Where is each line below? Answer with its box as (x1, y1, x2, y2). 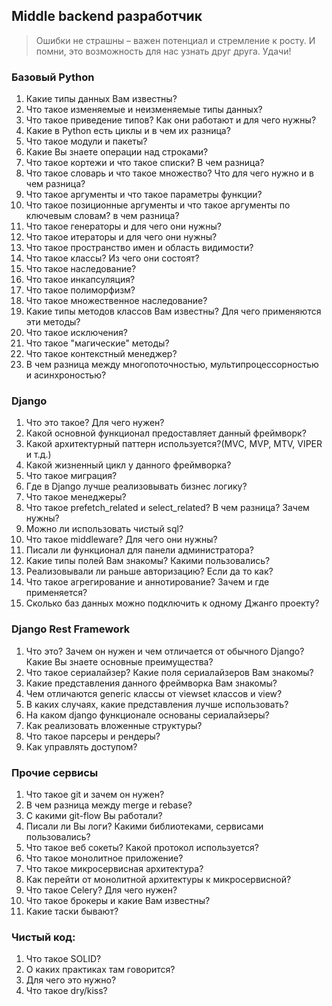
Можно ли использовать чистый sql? (25, 523, 184, 535)
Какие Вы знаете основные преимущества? (25, 655, 214, 668)
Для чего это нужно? (25, 974, 117, 986)
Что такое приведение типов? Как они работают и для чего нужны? (25, 114, 317, 126)
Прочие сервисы (11, 765, 99, 779)
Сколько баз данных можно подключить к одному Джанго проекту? (25, 597, 320, 609)
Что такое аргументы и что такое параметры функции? (25, 189, 263, 201)
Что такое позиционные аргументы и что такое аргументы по (25, 199, 291, 211)
